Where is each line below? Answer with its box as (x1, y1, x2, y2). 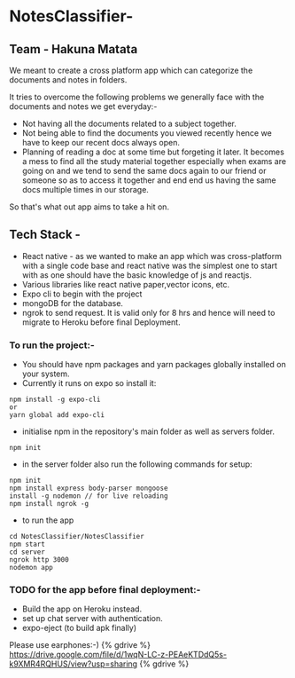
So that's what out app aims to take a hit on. (9, 201, 170, 212)
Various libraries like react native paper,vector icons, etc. (21, 279, 230, 289)
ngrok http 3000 (9, 556, 69, 564)
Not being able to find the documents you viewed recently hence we (21, 128, 272, 138)
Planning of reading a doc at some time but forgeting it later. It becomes (21, 146, 285, 157)
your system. (21, 368, 70, 379)
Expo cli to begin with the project (21, 288, 143, 299)
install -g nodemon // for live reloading (9, 492, 168, 501)
